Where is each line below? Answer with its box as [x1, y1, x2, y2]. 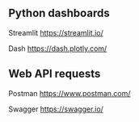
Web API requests [8, 67, 101, 81]
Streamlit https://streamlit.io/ [8, 27, 103, 37]
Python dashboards [8, 6, 111, 20]
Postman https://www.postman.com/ [8, 88, 131, 98]
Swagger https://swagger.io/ [8, 104, 103, 114]
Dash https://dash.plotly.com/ [8, 44, 107, 53]
